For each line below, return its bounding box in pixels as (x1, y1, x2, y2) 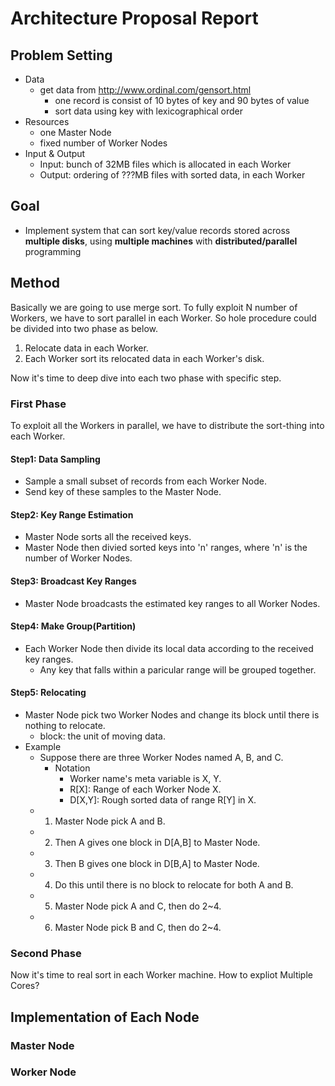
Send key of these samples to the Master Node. (24, 486, 222, 498)
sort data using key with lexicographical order (54, 105, 244, 117)
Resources (24, 116, 70, 127)
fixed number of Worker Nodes (39, 137, 168, 149)
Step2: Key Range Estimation (10, 508, 134, 521)
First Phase (10, 397, 67, 411)
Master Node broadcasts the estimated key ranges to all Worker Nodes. (24, 597, 321, 609)
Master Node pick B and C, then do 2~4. (54, 921, 222, 933)
